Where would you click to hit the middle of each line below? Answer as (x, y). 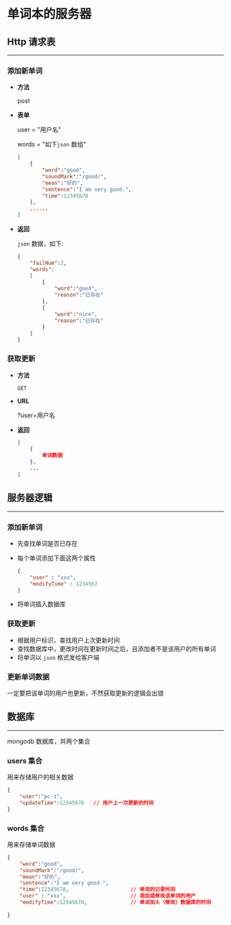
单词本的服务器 (49, 14)
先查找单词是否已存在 (47, 543)
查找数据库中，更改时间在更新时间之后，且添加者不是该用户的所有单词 (117, 648)
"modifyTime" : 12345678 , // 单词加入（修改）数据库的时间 (115, 902)
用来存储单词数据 (31, 844)
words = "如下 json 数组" (52, 145)
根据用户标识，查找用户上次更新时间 (68, 640)
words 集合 (26, 828)
